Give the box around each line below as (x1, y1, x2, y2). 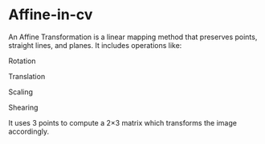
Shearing (8, 102, 39, 112)
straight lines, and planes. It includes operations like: (8, 40, 182, 50)
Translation (8, 71, 46, 81)
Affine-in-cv (8, 6, 93, 24)
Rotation (8, 56, 36, 66)
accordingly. (8, 126, 50, 136)
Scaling (8, 86, 34, 97)
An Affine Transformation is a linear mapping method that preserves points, (8, 32, 258, 42)
